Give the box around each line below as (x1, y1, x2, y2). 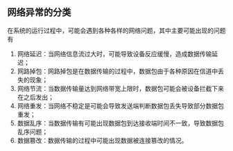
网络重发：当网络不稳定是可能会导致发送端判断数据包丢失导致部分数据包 (17, 101, 224, 109)
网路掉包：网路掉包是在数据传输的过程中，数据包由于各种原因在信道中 (17, 66, 218, 75)
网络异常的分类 (7, 6, 71, 19)
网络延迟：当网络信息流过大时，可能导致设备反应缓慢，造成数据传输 (17, 49, 212, 57)
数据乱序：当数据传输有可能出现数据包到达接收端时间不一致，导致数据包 (17, 118, 224, 127)
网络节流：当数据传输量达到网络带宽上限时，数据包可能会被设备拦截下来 (17, 84, 224, 92)
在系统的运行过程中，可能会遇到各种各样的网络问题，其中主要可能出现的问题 (7, 26, 226, 35)
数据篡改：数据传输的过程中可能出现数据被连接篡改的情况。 (17, 136, 188, 144)
